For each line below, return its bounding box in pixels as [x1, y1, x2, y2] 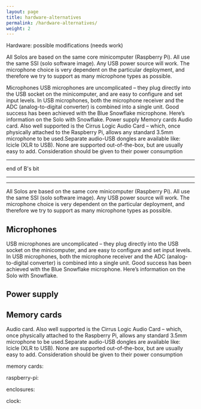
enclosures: [6, 386, 35, 393]
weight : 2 [6, 25, 31, 32]
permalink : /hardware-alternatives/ [6, 20, 98, 26]
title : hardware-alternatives [6, 14, 82, 20]
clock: [6, 398, 22, 405]
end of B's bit [6, 165, 39, 172]
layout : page [6, 8, 39, 15]
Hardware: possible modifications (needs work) [6, 42, 124, 49]
